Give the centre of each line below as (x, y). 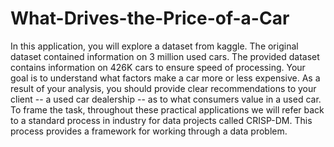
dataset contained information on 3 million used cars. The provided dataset (165, 56)
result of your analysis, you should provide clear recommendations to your (163, 88)
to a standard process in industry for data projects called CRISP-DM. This (161, 120)
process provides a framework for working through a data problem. (149, 131)
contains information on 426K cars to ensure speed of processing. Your (158, 67)
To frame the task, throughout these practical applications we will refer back (167, 109)
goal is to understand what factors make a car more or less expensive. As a (165, 78)
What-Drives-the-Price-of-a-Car (150, 18)
